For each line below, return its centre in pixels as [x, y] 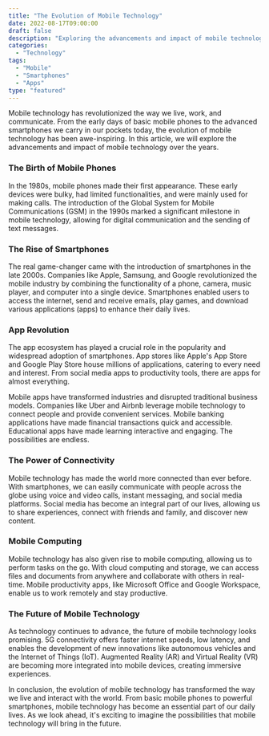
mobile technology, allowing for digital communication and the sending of [129, 220]
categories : [28, 46]
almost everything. [39, 381]
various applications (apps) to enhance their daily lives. [99, 309]
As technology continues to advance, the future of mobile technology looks [132, 632]
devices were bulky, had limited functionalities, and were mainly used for [128, 194]
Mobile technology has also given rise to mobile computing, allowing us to [130, 559]
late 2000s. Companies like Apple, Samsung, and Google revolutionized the [133, 274]
